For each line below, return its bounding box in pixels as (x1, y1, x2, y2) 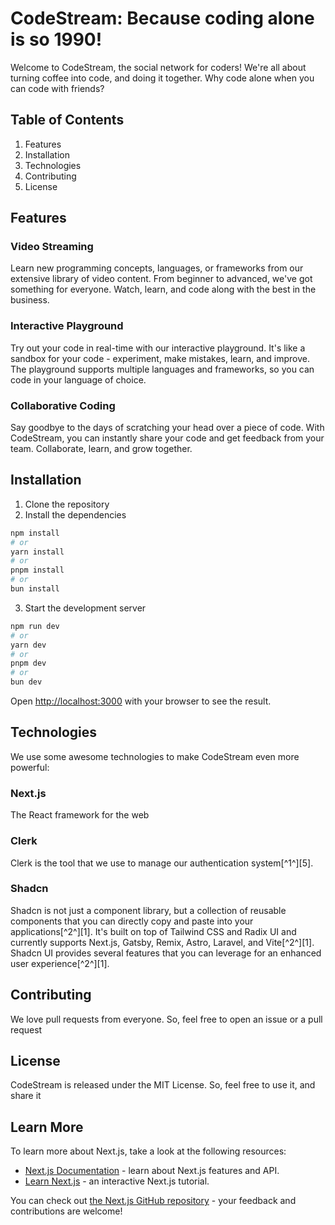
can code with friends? (10, 82, 105, 94)
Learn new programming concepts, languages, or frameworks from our (10, 262, 304, 274)
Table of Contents (10, 112, 125, 129)
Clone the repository (24, 498, 110, 510)
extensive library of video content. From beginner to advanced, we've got (10, 273, 313, 285)
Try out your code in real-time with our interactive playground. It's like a (10, 342, 306, 354)
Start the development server (24, 602, 147, 614)
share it (10, 1090, 42, 1102)
